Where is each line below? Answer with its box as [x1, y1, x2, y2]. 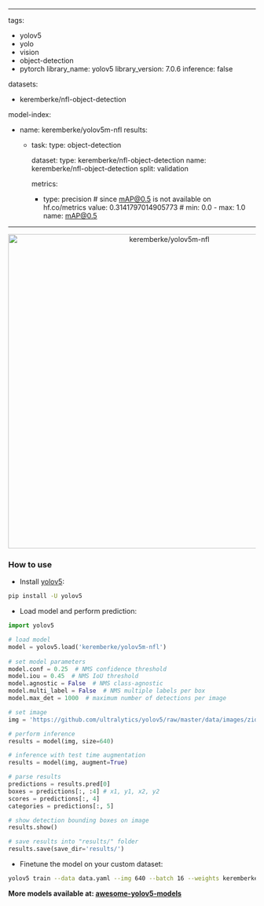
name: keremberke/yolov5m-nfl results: [19, 125, 148, 134]
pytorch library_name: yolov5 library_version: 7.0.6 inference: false [19, 64, 233, 73]
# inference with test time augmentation [8, 751, 146, 759]
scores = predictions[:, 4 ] [8, 794, 101, 802]
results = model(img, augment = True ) [8, 759, 128, 767]
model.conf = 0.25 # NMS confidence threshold [8, 665, 167, 673]
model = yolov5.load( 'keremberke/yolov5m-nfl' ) [8, 643, 167, 651]
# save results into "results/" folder [8, 838, 139, 845]
